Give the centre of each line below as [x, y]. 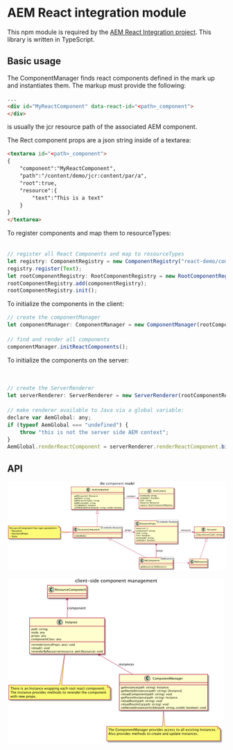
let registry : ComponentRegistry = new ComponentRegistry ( [94, 261]
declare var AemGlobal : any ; [49, 417]
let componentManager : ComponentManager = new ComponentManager [102, 325]
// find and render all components [59, 339]
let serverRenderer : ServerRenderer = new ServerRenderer [93, 396]
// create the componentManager [54, 317]
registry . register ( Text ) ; [44, 269]
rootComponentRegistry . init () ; [52, 291]
